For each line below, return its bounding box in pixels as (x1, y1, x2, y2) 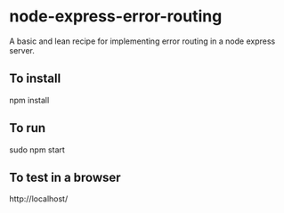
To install (9, 71, 61, 86)
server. (9, 45, 36, 55)
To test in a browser (9, 169, 122, 184)
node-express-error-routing (9, 6, 223, 27)
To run (9, 120, 46, 135)
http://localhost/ (9, 193, 69, 204)
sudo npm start (9, 144, 65, 155)
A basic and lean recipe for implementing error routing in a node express (9, 36, 276, 46)
